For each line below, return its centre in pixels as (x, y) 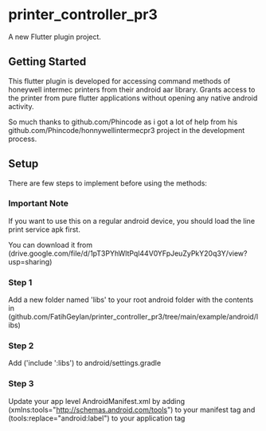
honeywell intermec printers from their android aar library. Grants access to (132, 89)
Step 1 (20, 282)
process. (23, 139)
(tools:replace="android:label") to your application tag (97, 418)
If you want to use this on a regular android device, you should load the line (132, 221)
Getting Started (47, 62)
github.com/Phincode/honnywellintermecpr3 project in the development (127, 130)
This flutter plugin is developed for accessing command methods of (119, 80)
